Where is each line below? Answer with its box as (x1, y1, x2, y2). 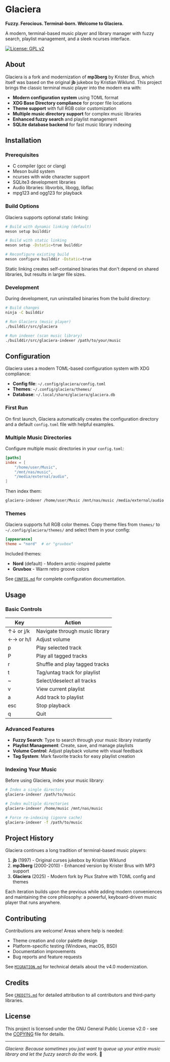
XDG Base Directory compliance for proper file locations (12, 100, 132, 106)
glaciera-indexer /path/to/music (5, 792, 76, 797)
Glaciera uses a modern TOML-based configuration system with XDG (5, 365, 150, 372)
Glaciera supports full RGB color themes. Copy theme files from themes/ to (5, 521, 160, 527)
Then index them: (5, 488, 42, 494)
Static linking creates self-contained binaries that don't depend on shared (5, 265, 159, 272)
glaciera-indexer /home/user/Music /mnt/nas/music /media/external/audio (5, 498, 164, 503)
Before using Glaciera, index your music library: (5, 777, 105, 784)
